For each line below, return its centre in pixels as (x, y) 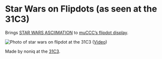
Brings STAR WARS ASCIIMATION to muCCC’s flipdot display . (67, 32)
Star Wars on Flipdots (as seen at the (81, 9)
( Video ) (100, 42)
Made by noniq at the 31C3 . (33, 51)
